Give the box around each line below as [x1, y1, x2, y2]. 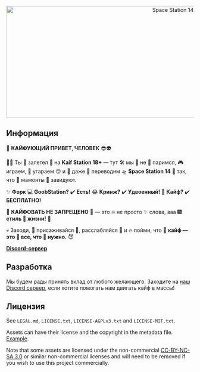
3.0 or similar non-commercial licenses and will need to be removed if [14, 353, 186, 360]
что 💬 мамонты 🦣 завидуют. [6, 176, 77, 183]
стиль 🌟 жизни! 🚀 [6, 215, 52, 222]
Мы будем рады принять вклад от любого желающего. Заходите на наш [6, 278, 190, 285]
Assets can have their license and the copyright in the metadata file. [6, 328, 173, 336]
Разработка [6, 262, 52, 272]
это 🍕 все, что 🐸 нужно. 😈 [6, 233, 74, 240]
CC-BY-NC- [160, 346, 190, 354]
